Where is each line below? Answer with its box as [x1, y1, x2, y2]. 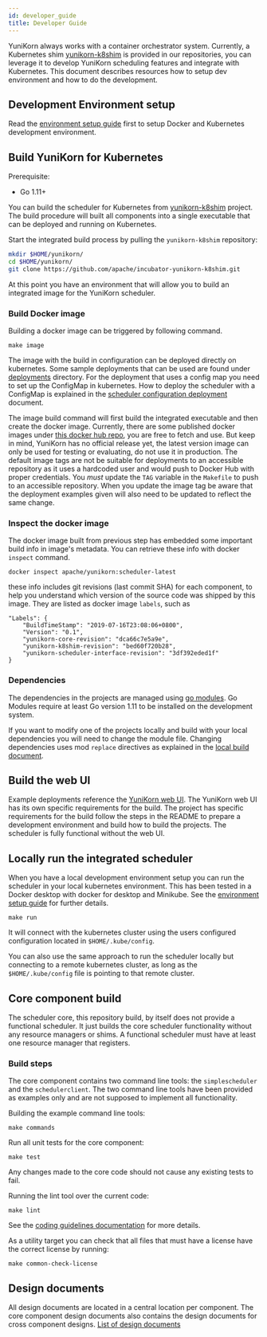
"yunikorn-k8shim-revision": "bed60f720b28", [22, 642, 177, 650]
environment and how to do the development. [8, 75, 158, 84]
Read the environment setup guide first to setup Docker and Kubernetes [8, 119, 245, 128]
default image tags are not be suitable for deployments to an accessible [8, 456, 244, 465]
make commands [8, 1124, 56, 1132]
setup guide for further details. [8, 898, 109, 908]
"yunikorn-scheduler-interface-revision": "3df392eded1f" [22, 649, 219, 657]
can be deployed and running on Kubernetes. [8, 220, 157, 229]
